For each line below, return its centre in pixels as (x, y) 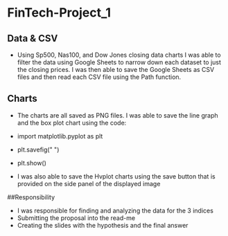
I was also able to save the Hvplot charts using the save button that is (116, 176)
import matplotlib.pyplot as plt (60, 136)
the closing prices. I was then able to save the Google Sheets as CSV (116, 70)
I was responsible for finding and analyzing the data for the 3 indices (115, 210)
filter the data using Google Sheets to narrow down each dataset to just (119, 62)
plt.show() (32, 163)
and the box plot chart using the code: (72, 122)
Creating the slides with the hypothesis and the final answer (103, 225)
